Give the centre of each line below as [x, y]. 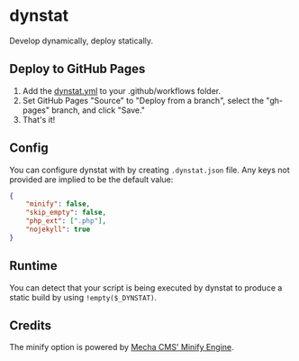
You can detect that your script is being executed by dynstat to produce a [146, 287]
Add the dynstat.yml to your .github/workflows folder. [122, 90]
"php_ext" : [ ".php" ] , [66, 221]
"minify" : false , [58, 204]
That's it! [39, 119]
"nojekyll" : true [58, 230]
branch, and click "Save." [98, 110]
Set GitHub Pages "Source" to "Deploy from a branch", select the [143, 100]
